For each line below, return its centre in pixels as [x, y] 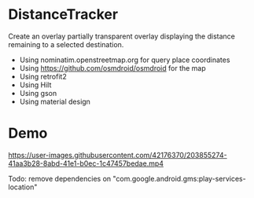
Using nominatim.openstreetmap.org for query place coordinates [125, 60]
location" [23, 187]
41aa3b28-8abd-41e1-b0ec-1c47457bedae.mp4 [86, 163]
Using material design [55, 101]
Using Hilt [35, 85]
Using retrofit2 [43, 76]
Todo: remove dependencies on [60, 178]
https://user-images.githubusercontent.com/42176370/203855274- [118, 155]
